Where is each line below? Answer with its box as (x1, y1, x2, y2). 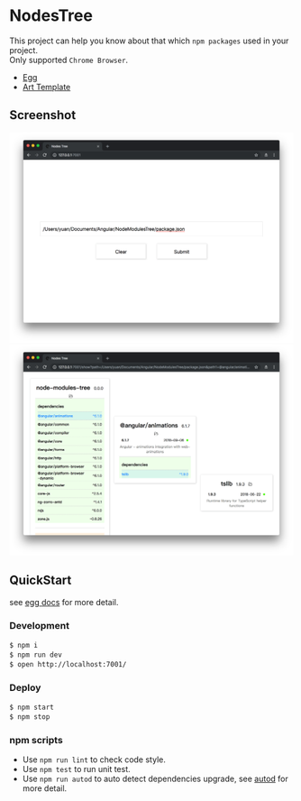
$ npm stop (9, 712, 50, 722)
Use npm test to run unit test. (22, 763, 131, 774)
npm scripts (9, 733, 63, 746)
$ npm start (9, 703, 54, 712)
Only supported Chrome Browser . (9, 54, 129, 65)
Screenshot (9, 107, 77, 123)
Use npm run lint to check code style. (22, 754, 167, 765)
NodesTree (9, 5, 93, 26)
